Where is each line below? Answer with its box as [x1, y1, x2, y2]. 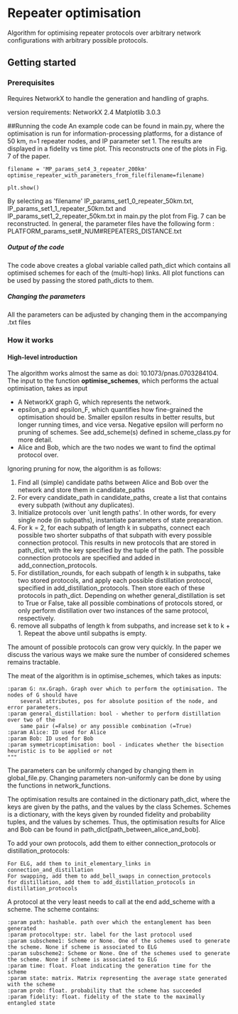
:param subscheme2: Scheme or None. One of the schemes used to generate [7, 949, 231, 956]
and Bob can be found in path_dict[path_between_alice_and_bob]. [7, 825, 201, 834]
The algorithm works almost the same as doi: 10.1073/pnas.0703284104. [7, 369, 219, 377]
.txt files [7, 317, 31, 326]
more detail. [17, 435, 53, 444]
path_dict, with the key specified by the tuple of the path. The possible [17, 545, 225, 555]
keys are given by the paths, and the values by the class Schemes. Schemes [7, 802, 232, 811]
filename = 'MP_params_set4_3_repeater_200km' [7, 165, 148, 173]
